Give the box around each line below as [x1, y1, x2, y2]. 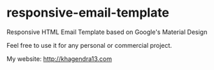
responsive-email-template [6, 5, 169, 21]
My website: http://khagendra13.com [6, 54, 113, 63]
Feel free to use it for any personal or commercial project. [6, 41, 173, 49]
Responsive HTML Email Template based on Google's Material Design [6, 28, 208, 36]
